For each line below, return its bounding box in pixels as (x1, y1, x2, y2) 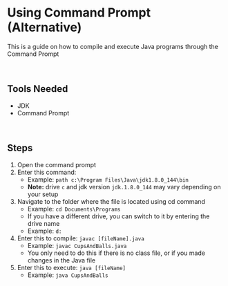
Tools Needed (7, 83, 68, 95)
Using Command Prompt (7, 5, 151, 21)
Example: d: (27, 227, 62, 235)
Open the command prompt (17, 160, 97, 169)
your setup (27, 190, 59, 198)
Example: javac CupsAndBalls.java (27, 241, 127, 249)
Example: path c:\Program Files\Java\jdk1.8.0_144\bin (27, 175, 189, 184)
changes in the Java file (27, 256, 96, 264)
